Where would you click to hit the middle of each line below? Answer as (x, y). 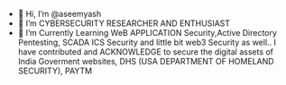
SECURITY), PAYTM (55, 71)
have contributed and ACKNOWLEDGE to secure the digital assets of (145, 52)
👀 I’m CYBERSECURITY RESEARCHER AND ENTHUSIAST (124, 23)
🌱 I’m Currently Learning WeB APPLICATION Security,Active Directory (148, 33)
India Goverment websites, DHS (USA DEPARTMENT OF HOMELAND (146, 61)
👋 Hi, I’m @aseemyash (60, 14)
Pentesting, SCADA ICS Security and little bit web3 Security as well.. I (147, 42)
